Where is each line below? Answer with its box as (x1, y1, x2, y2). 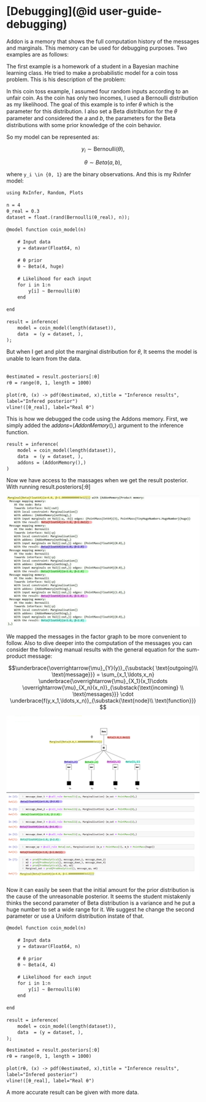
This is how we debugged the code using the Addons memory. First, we (6, 415, 188, 422)
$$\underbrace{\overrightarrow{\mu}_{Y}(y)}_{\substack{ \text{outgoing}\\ (8, 665, 198, 672)
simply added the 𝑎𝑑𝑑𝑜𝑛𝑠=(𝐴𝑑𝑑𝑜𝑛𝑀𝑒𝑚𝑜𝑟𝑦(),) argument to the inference (6, 421, 184, 429)
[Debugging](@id (6, 4, 97, 18)
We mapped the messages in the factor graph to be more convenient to (6, 633, 187, 640)
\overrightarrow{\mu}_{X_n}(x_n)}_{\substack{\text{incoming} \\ (22, 684, 184, 692)
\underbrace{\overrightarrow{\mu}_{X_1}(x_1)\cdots (38, 678, 168, 685)
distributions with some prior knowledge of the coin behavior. (6, 121, 161, 128)
